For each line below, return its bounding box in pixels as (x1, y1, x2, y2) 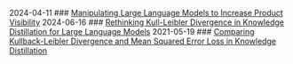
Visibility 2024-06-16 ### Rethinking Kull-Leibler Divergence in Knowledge (9, 17, 284, 28)
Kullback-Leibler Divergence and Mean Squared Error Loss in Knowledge (9, 36, 277, 46)
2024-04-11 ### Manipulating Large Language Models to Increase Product (9, 8, 284, 18)
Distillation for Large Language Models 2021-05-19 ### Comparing (9, 27, 255, 36)
